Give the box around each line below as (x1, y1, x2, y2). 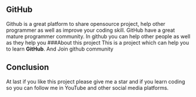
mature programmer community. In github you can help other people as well (6, 32, 191, 40)
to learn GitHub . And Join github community (6, 45, 114, 52)
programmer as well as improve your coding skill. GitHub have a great (6, 26, 175, 34)
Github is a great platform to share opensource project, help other (6, 20, 166, 27)
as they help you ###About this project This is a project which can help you (6, 39, 190, 46)
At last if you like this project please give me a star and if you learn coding (6, 78, 185, 85)
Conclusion (6, 62, 49, 72)
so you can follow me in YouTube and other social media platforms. (6, 84, 169, 91)
